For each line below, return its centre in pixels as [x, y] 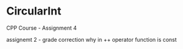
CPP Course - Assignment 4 [42, 28]
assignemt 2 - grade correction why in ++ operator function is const [92, 39]
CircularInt [34, 11]
